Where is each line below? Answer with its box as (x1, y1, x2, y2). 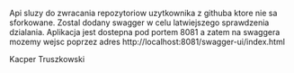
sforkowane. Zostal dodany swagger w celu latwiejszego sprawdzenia (9, 17, 270, 28)
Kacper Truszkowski (9, 54, 85, 64)
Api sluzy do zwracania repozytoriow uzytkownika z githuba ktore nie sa (9, 8, 278, 18)
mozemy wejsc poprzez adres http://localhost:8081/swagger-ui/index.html (9, 36, 286, 47)
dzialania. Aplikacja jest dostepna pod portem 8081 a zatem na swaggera (9, 27, 281, 37)
